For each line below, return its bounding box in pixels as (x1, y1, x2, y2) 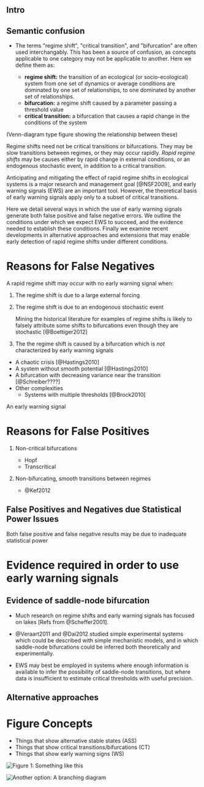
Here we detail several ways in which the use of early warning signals (6, 205, 183, 213)
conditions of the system (24, 119, 88, 126)
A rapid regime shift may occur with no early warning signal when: (6, 280, 174, 287)
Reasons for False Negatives (6, 260, 155, 273)
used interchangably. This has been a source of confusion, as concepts (15, 48, 196, 56)
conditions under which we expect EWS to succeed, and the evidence (6, 219, 183, 226)
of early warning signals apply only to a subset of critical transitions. (6, 194, 179, 201)
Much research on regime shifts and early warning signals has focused (15, 612, 195, 619)
